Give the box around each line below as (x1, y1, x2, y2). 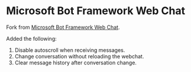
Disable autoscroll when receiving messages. (14, 46, 125, 54)
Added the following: (6, 35, 57, 42)
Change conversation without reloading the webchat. (14, 53, 144, 60)
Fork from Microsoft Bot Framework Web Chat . (6, 24, 120, 31)
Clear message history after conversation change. (14, 59, 137, 66)
